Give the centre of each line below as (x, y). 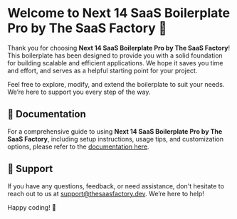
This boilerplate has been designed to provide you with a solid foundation (115, 55)
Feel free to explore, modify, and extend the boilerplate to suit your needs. (116, 84)
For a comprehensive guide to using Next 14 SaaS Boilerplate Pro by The (115, 131)
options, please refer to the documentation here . (78, 146)
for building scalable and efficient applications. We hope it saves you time (115, 63)
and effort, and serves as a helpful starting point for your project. (102, 70)
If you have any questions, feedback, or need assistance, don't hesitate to (116, 186)
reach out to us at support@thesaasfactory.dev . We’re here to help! (106, 193)
